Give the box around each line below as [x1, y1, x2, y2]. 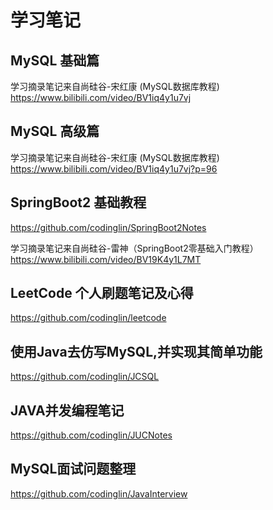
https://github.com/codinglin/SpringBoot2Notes [10, 221, 207, 233]
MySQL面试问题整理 [10, 461, 137, 478]
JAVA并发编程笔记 [10, 402, 125, 419]
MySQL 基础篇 [10, 52, 100, 69]
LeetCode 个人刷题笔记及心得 [10, 285, 194, 302]
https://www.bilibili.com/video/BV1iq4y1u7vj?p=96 [10, 162, 218, 175]
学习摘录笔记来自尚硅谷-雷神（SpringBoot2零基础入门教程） [10, 242, 259, 254]
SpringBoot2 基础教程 [10, 194, 147, 211]
